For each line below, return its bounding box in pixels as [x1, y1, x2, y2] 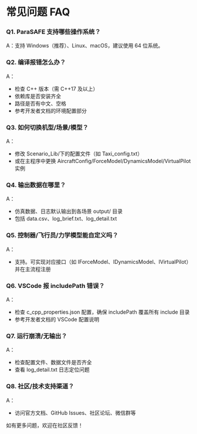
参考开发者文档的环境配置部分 [14, 107, 87, 114]
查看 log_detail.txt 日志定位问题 [14, 366, 90, 373]
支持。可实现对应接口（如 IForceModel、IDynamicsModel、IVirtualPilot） [14, 258, 189, 265]
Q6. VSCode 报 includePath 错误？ [6, 282, 105, 290]
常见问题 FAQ [6, 5, 70, 19]
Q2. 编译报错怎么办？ [6, 58, 66, 66]
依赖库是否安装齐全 [14, 92, 62, 100]
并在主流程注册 [14, 265, 51, 273]
